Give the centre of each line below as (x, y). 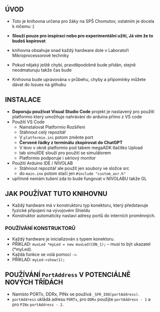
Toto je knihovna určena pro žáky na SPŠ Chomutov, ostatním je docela (83, 21)
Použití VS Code (28, 122)
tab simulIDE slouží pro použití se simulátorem (65, 153)
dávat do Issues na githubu (39, 84)
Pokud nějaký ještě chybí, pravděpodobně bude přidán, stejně (74, 65)
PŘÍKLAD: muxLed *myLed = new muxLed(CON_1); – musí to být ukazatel (81, 244)
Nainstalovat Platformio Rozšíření (52, 127)
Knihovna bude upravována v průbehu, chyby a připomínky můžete (79, 79)
